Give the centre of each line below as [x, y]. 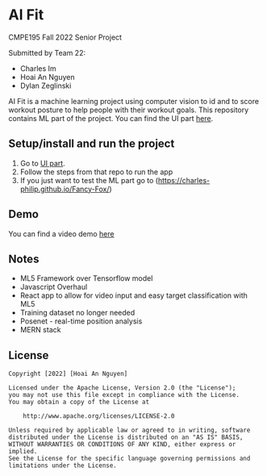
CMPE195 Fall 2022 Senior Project [65, 37]
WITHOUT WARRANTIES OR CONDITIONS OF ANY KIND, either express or [122, 445]
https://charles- [184, 180]
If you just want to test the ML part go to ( [89, 180]
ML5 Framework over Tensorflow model [86, 278]
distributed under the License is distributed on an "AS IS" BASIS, [126, 437]
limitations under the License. [63, 466]
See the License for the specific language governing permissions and [129, 459]
